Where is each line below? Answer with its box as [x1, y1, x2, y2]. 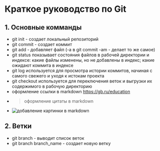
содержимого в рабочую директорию [11, 83, 92, 89]
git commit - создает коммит [11, 41, 72, 47]
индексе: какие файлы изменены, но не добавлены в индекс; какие [11, 57, 155, 63]
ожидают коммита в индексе [11, 63, 74, 68]
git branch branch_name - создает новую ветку [11, 140, 111, 146]
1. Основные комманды [4, 23, 82, 32]
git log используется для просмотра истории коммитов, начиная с [11, 68, 153, 74]
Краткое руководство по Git [4, 3, 126, 15]
